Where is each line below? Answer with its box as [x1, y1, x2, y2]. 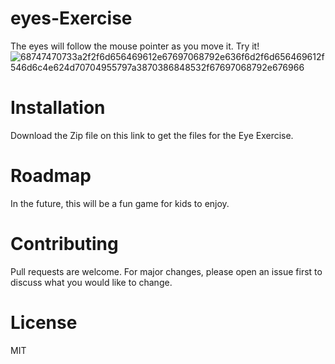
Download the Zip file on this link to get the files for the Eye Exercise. [10, 129, 294, 141]
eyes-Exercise [10, 7, 133, 30]
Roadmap [10, 165, 92, 187]
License [10, 311, 78, 334]
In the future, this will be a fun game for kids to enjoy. [10, 197, 230, 209]
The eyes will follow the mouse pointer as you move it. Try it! [10, 40, 260, 52]
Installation [10, 97, 106, 119]
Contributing [10, 233, 119, 255]
